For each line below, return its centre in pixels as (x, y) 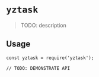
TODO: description (44, 25)
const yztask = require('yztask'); (50, 58)
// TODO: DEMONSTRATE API (38, 68)
